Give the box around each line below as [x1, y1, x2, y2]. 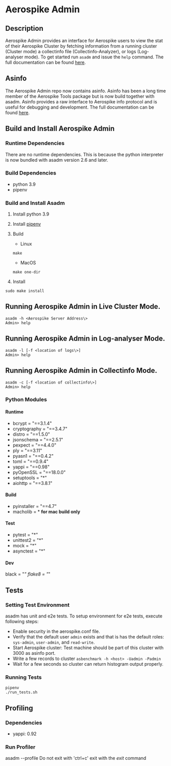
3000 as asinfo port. [12, 650, 56, 656]
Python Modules [5, 396, 47, 403]
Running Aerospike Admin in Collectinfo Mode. [5, 366, 157, 375]
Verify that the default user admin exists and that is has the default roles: [12, 633, 164, 640]
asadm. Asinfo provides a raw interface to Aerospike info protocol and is [5, 98, 157, 104]
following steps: [5, 618, 39, 624]
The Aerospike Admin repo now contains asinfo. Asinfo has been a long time [5, 88, 166, 94]
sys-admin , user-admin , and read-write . [12, 639, 95, 645]
